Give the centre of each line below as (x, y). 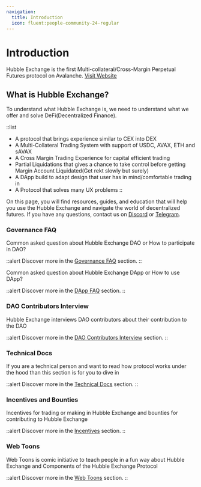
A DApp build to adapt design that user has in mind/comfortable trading (103, 177)
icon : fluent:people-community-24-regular (65, 23)
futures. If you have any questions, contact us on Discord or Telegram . (93, 215)
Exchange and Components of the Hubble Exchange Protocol (82, 466)
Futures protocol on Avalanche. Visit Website (61, 76)
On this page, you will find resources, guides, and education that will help (97, 201)
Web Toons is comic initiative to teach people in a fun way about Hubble (95, 459)
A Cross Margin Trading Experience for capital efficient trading (92, 158)
